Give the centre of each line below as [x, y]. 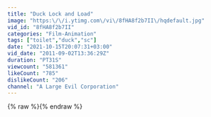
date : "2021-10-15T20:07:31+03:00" [60, 47]
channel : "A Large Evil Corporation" [63, 87]
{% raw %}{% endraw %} [45, 106]
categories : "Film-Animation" [52, 34]
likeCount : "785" [33, 73]
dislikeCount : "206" [38, 80]
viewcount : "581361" [38, 67]
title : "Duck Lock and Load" [50, 14]
